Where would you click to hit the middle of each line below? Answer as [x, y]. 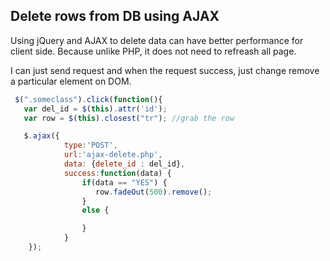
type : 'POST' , [90, 145]
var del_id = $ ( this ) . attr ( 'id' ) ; [95, 109]
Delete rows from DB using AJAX [115, 16]
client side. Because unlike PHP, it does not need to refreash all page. [153, 51]
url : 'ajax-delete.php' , [113, 155]
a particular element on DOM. [71, 81]
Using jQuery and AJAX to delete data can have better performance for [157, 40]
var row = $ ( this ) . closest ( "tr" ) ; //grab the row [129, 118]
